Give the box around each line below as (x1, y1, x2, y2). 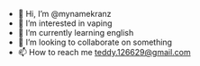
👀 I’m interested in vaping (17, 18, 113, 29)
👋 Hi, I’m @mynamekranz (17, 9, 112, 19)
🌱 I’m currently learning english (17, 28, 134, 37)
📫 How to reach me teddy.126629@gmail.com (17, 47, 191, 57)
